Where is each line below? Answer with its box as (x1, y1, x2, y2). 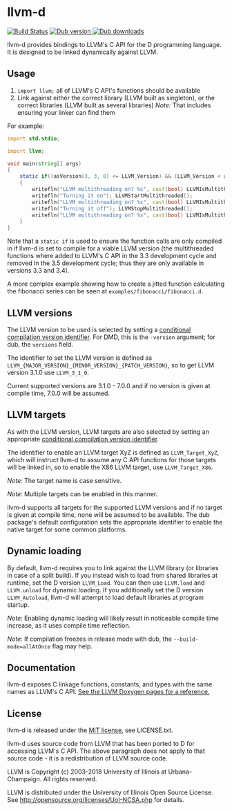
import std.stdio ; (7, 135, 60, 142)
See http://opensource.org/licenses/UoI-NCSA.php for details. (7, 796, 184, 804)
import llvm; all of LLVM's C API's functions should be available (17, 86, 201, 94)
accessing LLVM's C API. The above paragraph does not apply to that (7, 747, 206, 755)
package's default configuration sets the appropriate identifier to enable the (7, 518, 223, 526)
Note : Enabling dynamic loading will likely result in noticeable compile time (7, 614, 219, 622)
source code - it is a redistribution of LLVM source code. (7, 754, 168, 763)
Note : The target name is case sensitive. (7, 476, 122, 484)
